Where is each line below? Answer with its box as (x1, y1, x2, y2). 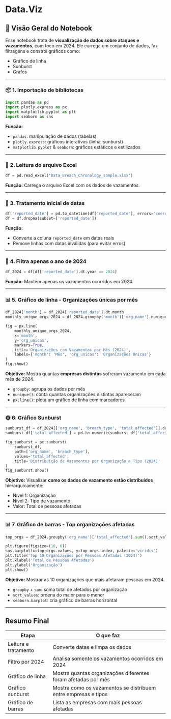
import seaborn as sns (5, 114, 53, 119)
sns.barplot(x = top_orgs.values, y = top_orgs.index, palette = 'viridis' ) (5, 548, 158, 554)
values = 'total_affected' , (14, 454, 70, 459)
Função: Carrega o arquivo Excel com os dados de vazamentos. (5, 182, 140, 188)
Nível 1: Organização (12, 492, 56, 499)
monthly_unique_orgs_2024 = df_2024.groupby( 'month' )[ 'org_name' (5, 314, 147, 320)
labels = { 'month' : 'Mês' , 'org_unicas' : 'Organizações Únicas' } (14, 352, 152, 357)
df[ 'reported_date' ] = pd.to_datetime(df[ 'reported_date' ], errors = (5, 211, 154, 217)
